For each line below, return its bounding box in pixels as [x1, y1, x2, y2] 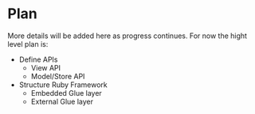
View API [30, 63, 61, 72]
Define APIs [18, 55, 58, 64]
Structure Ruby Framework [18, 80, 108, 89]
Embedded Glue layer [30, 88, 103, 97]
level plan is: [7, 39, 49, 48]
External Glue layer [30, 97, 93, 106]
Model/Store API [30, 71, 85, 81]
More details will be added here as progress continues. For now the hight [7, 31, 248, 40]
